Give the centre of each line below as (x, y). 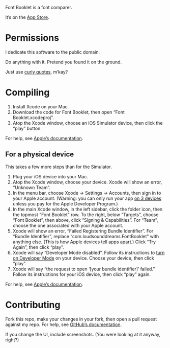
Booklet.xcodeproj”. (33, 118)
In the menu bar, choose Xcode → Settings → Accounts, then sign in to (87, 193)
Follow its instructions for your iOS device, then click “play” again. (82, 274)
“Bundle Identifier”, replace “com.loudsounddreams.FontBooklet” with (86, 236)
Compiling (27, 93)
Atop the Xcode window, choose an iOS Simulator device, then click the (88, 123)
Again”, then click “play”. (38, 247)
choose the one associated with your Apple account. (68, 225)
